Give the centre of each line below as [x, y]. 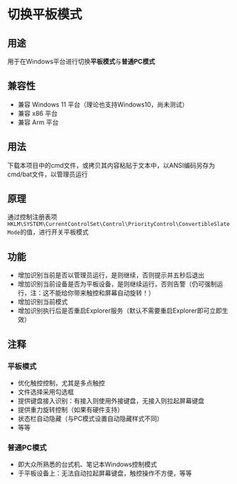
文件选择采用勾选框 [46, 392]
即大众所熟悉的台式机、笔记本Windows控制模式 [87, 464]
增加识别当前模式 [43, 302]
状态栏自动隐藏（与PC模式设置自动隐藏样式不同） [90, 418]
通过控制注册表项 [32, 217]
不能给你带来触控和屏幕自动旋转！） [101, 293]
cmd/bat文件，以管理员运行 [48, 174]
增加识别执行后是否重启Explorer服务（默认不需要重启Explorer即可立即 [120, 311]
